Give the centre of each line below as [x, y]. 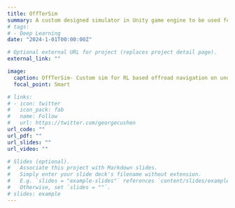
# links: [20, 97]
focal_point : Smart [42, 84]
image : [17, 71]
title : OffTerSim [33, 14]
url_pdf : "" [24, 136]
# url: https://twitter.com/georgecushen [72, 123]
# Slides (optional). [39, 161]
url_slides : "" [29, 142]
